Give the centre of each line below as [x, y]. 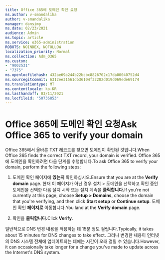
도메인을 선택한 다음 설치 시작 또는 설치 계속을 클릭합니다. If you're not [81, 190]
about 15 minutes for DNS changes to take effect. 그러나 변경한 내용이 [76, 235]
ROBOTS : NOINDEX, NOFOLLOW [33, 47]
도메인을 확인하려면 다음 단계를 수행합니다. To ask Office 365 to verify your [84, 161]
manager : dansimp [23, 24]
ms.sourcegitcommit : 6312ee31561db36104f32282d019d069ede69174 [72, 79]
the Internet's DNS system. [33, 252]
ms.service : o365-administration [40, 42]
